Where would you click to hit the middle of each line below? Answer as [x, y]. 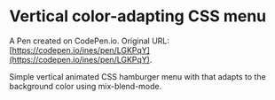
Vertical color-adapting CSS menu [138, 16]
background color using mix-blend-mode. [86, 86]
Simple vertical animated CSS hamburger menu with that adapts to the [137, 76]
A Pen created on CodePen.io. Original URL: [90, 41]
